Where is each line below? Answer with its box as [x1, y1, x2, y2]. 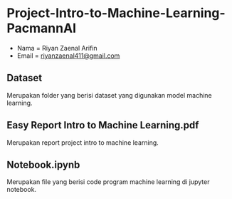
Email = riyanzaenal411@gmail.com [16, 51, 120, 60]
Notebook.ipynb [6, 158, 80, 170]
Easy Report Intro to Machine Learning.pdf [6, 119, 199, 131]
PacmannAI [6, 20, 76, 36]
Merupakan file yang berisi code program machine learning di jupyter [6, 178, 210, 186]
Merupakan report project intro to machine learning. [6, 138, 159, 147]
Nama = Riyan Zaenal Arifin [16, 44, 97, 52]
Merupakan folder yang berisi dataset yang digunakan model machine [6, 91, 213, 99]
